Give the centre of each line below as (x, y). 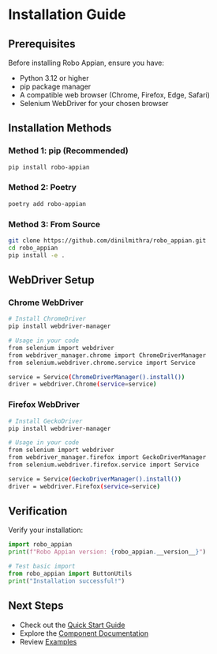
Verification (38, 511)
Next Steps (36, 606)
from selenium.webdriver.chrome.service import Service (102, 363)
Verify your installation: (46, 530)
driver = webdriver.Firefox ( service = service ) (84, 486)
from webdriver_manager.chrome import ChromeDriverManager (107, 355)
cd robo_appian (33, 248)
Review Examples (48, 641)
